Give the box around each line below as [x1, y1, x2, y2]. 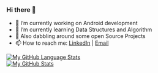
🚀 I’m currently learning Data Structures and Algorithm [15, 26, 152, 33]
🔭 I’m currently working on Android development [15, 20, 138, 27]
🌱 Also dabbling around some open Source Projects [15, 33, 146, 40]
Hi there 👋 [6, 6, 37, 14]
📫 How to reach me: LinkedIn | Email [15, 39, 109, 47]
